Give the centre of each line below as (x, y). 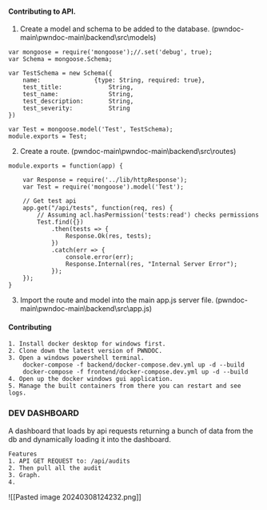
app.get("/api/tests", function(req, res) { (98, 208)
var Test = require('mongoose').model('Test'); (103, 187)
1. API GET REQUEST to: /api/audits (69, 461)
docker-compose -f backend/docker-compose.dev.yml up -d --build (134, 365)
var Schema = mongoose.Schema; (60, 59)
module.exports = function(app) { (66, 166)
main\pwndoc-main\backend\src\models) (88, 38)
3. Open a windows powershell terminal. (77, 358)
